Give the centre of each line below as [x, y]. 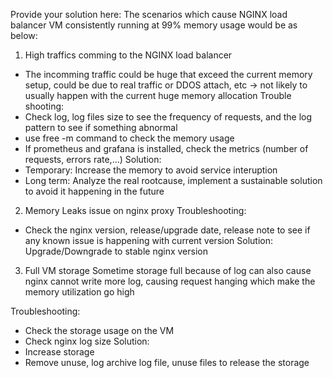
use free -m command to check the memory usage [129, 138]
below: [24, 35]
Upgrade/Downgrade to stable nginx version [116, 251]
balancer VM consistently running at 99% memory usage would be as [154, 25]
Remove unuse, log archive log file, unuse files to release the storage [167, 362]
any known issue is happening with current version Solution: [148, 240]
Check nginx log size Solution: [87, 341]
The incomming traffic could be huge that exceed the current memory [168, 74]
